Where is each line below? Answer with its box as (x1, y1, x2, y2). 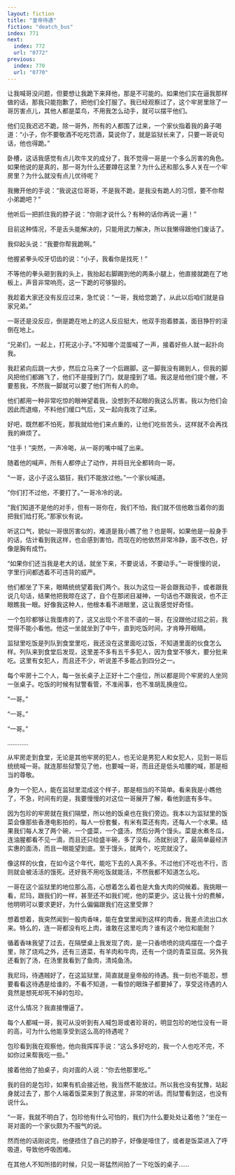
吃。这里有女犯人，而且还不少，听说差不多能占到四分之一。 (7, 656, 179, 665)
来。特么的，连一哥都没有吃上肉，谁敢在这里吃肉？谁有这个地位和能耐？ (7, 924, 215, 932)
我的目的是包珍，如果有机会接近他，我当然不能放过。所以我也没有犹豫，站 (7, 1080, 222, 1089)
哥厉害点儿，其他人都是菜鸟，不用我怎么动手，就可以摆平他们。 (7, 106, 191, 115)
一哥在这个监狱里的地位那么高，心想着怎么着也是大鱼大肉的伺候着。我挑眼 (7, 882, 222, 891)
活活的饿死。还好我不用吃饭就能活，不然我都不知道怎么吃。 (31, 868, 204, 876)
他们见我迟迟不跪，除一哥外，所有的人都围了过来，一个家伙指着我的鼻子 (7, 121, 215, 130)
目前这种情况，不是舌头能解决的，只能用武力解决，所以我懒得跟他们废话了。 (7, 225, 228, 233)
